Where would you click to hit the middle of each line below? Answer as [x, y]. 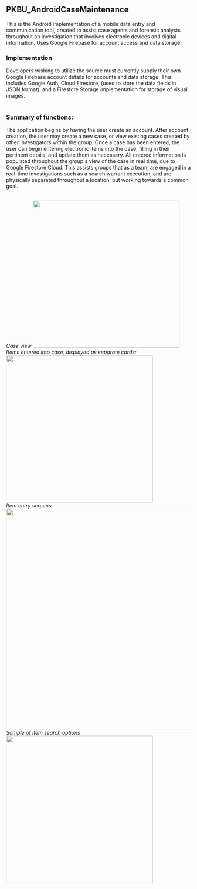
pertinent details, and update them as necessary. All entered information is [96, 155]
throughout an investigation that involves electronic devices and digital [91, 36]
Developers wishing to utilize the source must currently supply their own [94, 71]
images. [16, 96]
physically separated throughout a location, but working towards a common [97, 180]
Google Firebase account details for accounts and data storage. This [89, 77]
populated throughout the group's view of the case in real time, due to [91, 161]
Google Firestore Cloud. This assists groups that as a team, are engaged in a [98, 168]
